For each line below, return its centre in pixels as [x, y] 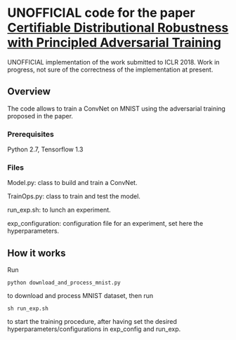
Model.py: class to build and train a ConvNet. [72, 183]
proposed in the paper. [40, 116]
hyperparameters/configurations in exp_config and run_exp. [94, 329]
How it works [37, 253]
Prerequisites [31, 134]
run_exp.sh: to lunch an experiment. [59, 210]
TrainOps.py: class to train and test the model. [74, 196]
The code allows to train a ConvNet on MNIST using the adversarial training [117, 108]
